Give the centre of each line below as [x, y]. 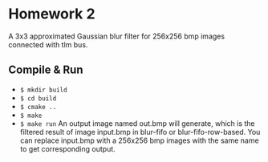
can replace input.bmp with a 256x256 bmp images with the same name [139, 140]
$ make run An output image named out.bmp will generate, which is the [137, 123]
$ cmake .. [38, 107]
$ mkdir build [43, 90]
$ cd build [38, 98]
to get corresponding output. [68, 148]
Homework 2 [52, 14]
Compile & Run [46, 70]
